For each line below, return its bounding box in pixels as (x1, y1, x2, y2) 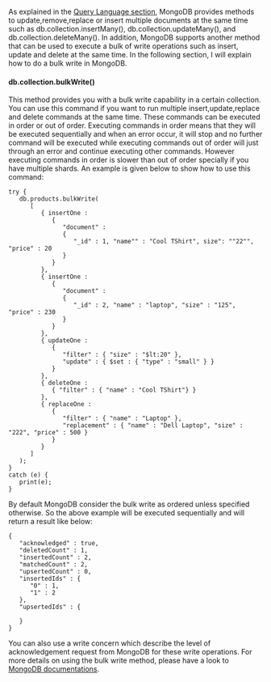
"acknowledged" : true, (19, 540, 99, 548)
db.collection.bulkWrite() (8, 77, 95, 87)
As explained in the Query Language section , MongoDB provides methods (8, 7, 255, 16)
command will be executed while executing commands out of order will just (8, 138, 259, 148)
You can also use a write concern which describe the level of (8, 638, 211, 648)
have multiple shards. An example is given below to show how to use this (8, 163, 252, 173)
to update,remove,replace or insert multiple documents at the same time (8, 15, 248, 25)
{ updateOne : (40, 337, 89, 345)
